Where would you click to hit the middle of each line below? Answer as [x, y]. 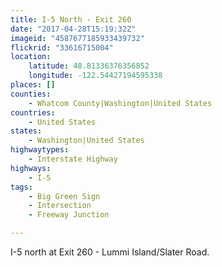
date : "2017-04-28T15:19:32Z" [73, 29]
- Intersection [60, 206]
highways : [31, 168]
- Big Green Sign [64, 196]
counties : [31, 94]
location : [31, 57]
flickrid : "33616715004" [62, 47]
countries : [33, 112]
